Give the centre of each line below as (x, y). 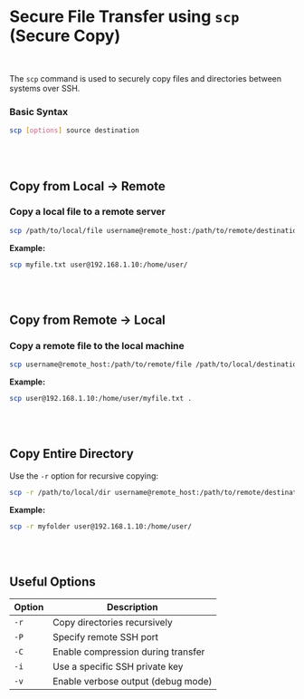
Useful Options (53, 582)
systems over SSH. (45, 88)
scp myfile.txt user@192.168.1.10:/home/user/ (99, 265)
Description (133, 607)
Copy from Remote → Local (87, 320)
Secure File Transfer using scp (124, 17)
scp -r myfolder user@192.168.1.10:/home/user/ (101, 526)
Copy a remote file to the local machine (97, 345)
